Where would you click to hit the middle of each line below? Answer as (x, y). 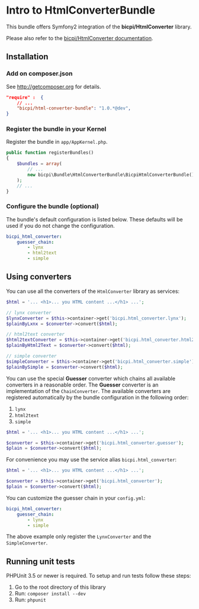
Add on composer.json (39, 73)
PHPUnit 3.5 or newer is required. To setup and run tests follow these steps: (99, 576)
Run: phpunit (30, 600)
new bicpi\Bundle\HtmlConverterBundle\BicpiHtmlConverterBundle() (111, 175)
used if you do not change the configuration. (61, 225)
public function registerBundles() (50, 153)
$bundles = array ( (39, 164)
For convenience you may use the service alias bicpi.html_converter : (91, 460)
